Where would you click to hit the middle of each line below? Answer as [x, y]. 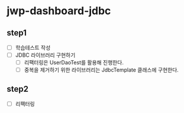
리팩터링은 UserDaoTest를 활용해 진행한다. [74, 63]
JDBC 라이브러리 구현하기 [45, 55]
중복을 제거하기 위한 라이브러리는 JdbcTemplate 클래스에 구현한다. [101, 70]
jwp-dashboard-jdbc [59, 11]
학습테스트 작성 [33, 48]
